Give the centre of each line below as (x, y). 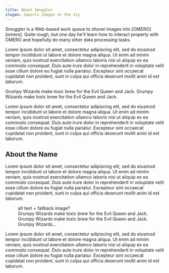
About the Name (32, 154)
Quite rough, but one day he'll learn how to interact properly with (92, 34)
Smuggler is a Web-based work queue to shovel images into (68, 29)
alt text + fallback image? (44, 208)
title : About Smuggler (29, 10)
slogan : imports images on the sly (43, 15)
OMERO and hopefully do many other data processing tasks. (68, 40)
